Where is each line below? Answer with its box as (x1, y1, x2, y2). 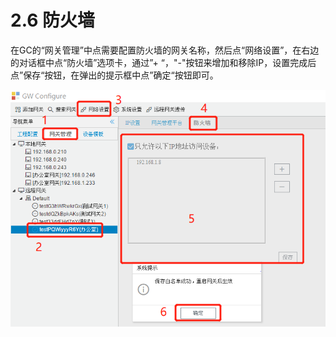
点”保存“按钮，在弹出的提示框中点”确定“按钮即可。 (10, 69, 219, 81)
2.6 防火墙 (10, 9, 95, 32)
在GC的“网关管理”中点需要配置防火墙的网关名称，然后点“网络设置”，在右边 (10, 44, 320, 56)
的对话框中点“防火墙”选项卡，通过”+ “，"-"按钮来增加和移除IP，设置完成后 (10, 56, 317, 68)
